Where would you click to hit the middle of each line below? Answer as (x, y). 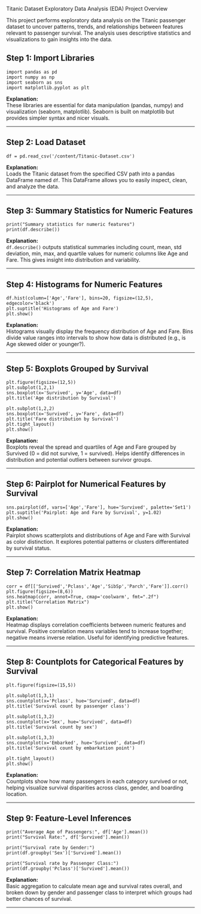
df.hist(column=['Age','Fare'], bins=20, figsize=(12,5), (80, 298)
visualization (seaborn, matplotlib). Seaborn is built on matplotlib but (90, 111)
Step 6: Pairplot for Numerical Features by (86, 484)
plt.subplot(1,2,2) (31, 409)
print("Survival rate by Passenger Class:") (63, 864)
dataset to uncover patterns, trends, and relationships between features (95, 27)
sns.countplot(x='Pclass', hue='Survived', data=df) (73, 701)
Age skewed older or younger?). (46, 344)
